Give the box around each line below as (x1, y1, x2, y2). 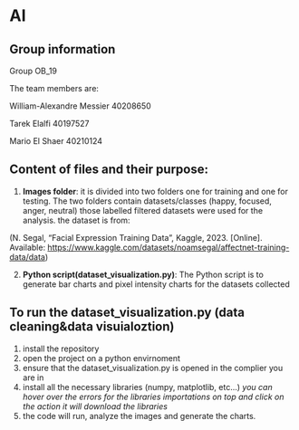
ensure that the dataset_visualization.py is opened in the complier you (22, 362, 284, 373)
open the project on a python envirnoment (22, 352, 181, 363)
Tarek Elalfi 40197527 (9, 119, 90, 129)
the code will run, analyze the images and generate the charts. (22, 410, 256, 421)
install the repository (22, 343, 100, 354)
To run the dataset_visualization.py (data (9, 305, 245, 320)
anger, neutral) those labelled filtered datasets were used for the (22, 205, 264, 215)
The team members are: (9, 83, 100, 93)
